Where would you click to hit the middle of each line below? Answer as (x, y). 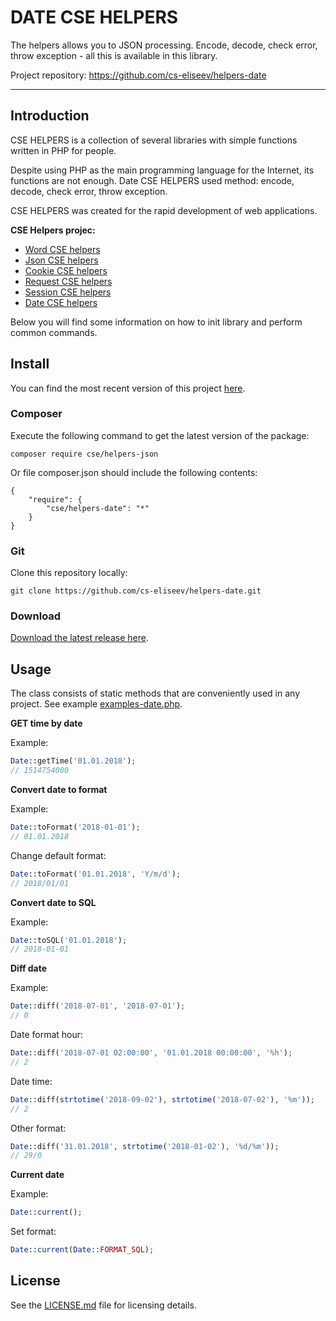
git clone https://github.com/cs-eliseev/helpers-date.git (136, 591)
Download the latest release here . (79, 638)
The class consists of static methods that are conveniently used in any (155, 693)
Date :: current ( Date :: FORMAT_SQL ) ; (82, 1250)
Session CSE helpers (68, 292)
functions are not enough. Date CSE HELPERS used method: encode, (152, 180)
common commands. (54, 332)
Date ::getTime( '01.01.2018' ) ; (73, 761)
